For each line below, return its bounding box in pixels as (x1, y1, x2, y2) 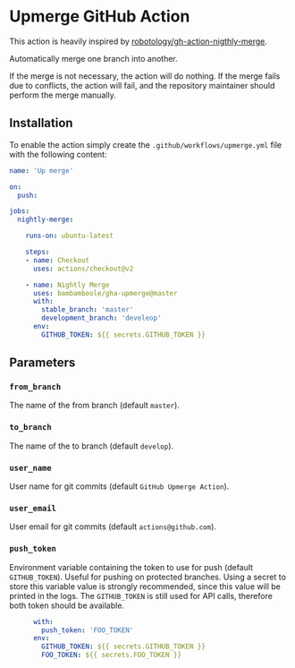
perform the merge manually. (9, 90, 116, 100)
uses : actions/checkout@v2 (32, 264, 134, 273)
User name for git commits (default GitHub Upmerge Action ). (9, 481, 230, 492)
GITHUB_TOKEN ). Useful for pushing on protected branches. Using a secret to (9, 571, 286, 582)
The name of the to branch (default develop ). (9, 441, 174, 451)
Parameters (9, 355, 76, 371)
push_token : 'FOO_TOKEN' (41, 625, 134, 635)
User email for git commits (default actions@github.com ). (9, 521, 217, 532)
